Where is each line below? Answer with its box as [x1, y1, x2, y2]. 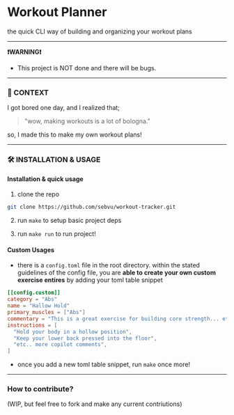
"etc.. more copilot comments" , [13, 341, 108, 348]
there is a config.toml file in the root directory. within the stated [17, 261, 201, 269]
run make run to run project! [17, 230, 96, 238]
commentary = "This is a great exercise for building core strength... [7, 315, 219, 322]
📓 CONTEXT [7, 88, 49, 97]
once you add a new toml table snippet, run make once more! [17, 360, 190, 369]
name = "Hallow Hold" [7, 302, 70, 310]
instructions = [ [7, 322, 58, 329]
